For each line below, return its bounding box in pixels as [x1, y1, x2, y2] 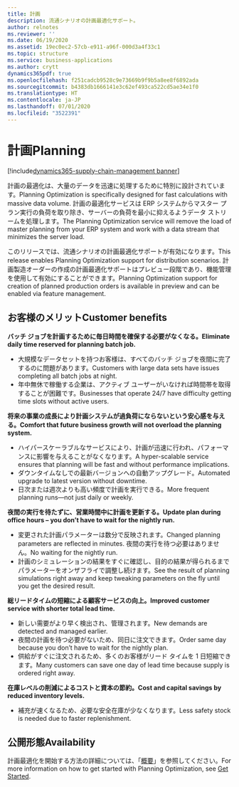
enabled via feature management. [7, 289, 107, 297]
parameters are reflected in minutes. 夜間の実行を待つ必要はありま [17, 539, 213, 548]
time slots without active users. [17, 396, 110, 406]
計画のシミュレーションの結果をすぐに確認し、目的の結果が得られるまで [17, 556, 230, 566]
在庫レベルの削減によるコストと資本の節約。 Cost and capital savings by [7, 683, 222, 692]
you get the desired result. [17, 581, 95, 590]
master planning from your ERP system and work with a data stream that [7, 225, 220, 233]
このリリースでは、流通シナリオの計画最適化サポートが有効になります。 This [7, 247, 231, 255]
